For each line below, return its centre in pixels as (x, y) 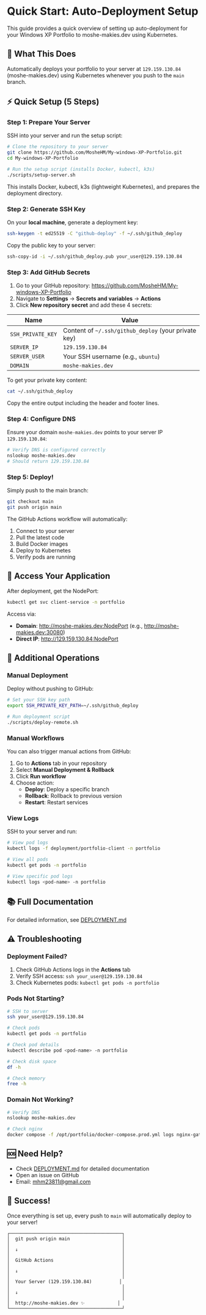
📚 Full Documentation (50, 902)
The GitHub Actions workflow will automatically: (67, 519)
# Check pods (24, 1028)
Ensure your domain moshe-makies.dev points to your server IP (85, 432)
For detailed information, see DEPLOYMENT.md (67, 919)
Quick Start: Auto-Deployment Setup (103, 11)
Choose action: (35, 783)
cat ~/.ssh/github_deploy (40, 391)
